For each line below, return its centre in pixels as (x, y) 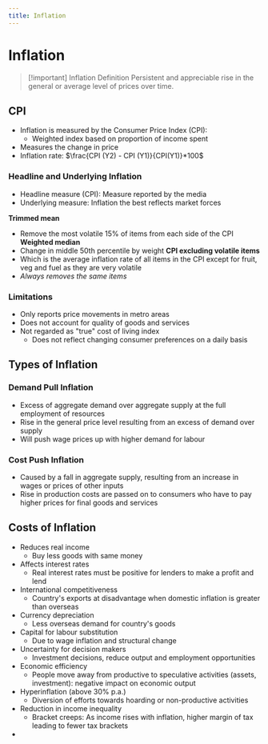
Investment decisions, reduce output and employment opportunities (144, 658)
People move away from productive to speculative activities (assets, (144, 674)
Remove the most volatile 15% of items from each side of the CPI (126, 234)
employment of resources (62, 414)
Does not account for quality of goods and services (105, 322)
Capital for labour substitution (69, 632)
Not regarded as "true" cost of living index (90, 331)
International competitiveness (69, 590)
